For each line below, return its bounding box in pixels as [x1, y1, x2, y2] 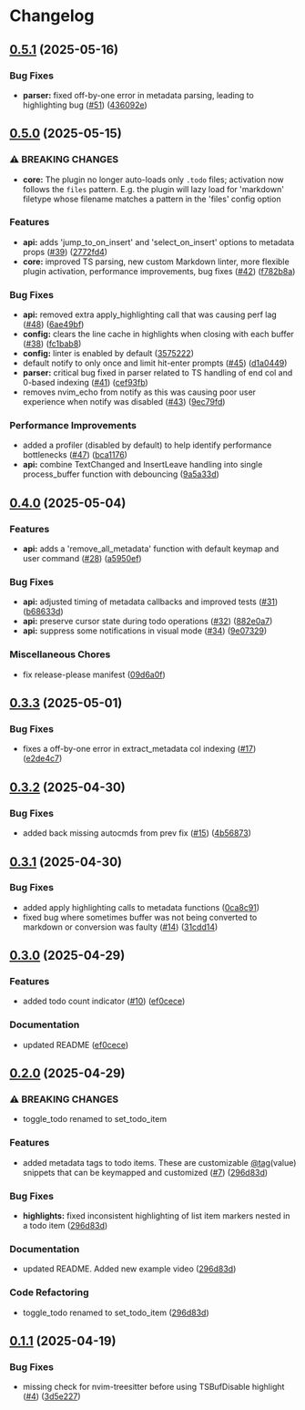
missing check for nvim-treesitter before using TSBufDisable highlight [22, 1382, 285, 1393]
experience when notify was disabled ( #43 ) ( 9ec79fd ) [22, 396, 226, 407]
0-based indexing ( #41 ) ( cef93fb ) [22, 377, 148, 388]
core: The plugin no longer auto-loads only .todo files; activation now [22, 174, 284, 185]
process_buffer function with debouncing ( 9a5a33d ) [22, 468, 220, 479]
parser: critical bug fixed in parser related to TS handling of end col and [22, 367, 293, 378]
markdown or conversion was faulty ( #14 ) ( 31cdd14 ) [22, 921, 219, 932]
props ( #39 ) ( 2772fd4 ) [22, 246, 107, 257]
